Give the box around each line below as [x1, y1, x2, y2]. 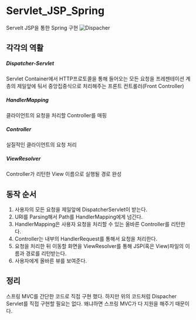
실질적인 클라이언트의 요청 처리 [6, 141, 77, 148]
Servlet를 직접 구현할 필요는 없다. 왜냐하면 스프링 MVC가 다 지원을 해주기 [6, 300, 174, 307]
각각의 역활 [6, 43, 44, 53]
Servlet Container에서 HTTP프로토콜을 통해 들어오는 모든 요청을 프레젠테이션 [6, 75, 185, 83]
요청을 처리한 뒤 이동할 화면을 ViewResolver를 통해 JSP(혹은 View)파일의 [14, 243, 184, 250]
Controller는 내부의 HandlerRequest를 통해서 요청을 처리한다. [14, 236, 157, 243]
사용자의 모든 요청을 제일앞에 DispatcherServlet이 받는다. [14, 206, 148, 213]
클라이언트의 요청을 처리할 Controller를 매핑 [6, 112, 107, 119]
